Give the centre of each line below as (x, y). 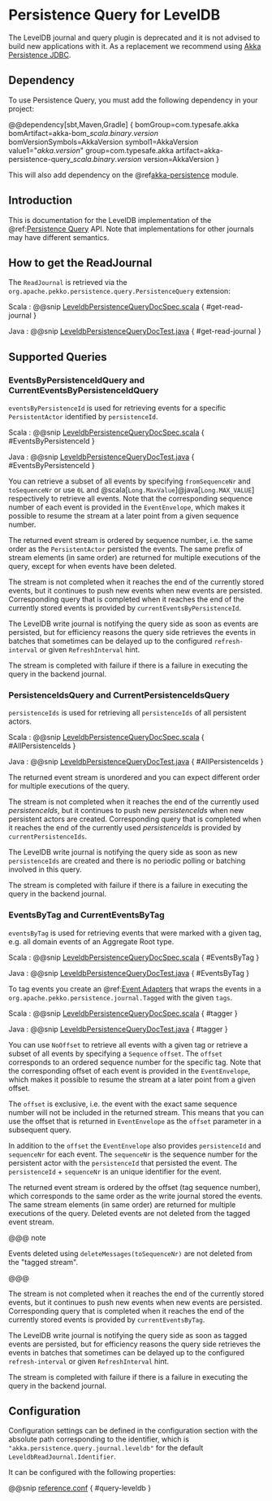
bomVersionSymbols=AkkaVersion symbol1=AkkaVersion (104, 142)
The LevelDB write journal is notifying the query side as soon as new (123, 852)
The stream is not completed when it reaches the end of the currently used (134, 802)
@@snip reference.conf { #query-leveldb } (80, 1488)
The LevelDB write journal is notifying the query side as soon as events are (134, 624)
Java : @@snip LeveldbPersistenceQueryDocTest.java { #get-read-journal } (135, 331)
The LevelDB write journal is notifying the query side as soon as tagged (128, 1335)
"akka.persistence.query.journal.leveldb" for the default (106, 1448)
